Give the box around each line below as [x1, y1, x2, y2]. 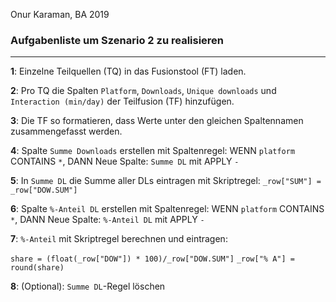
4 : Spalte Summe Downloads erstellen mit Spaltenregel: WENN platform [10, 145, 296, 157]
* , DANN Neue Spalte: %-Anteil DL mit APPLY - [10, 214, 205, 226]
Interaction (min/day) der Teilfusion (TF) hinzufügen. [10, 95, 235, 108]
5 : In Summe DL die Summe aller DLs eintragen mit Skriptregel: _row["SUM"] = [10, 175, 322, 187]
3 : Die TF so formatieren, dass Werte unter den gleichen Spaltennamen [10, 115, 304, 127]
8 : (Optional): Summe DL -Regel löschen [10, 280, 166, 293]
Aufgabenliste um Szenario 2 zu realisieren [10, 33, 225, 47]
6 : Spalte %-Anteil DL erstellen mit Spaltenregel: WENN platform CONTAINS [10, 203, 325, 215]
